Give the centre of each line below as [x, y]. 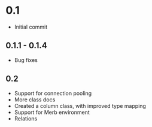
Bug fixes [26, 60]
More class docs [35, 100]
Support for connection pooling [53, 93]
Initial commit [31, 27]
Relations [26, 118]
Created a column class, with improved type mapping [80, 106]
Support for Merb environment [52, 112]
